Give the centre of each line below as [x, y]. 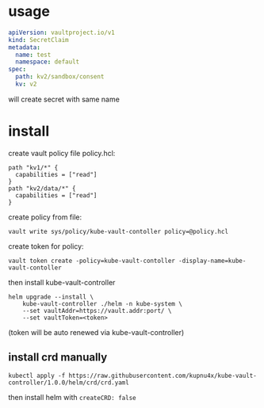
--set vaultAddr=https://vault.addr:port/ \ [97, 311]
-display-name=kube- [212, 261]
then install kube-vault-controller [62, 282]
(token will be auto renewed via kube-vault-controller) [96, 332]
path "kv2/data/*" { [42, 189]
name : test [33, 55]
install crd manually [58, 358]
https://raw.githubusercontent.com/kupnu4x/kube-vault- [163, 376]
